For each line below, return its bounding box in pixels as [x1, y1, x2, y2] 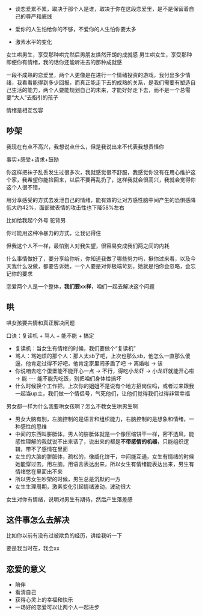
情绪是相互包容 [6, 107, 43, 114]
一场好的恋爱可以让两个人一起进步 [14, 603, 100, 611]
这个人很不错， [6, 183, 43, 191]
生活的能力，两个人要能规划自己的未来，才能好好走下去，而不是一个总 [11, 87, 185, 93]
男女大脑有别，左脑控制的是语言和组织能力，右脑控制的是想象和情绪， [14, 415, 189, 422]
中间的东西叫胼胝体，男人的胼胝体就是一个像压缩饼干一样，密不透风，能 [14, 430, 194, 438]
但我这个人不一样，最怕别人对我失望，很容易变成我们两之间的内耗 [6, 242, 170, 249]
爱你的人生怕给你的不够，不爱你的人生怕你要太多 [14, 26, 136, 32]
